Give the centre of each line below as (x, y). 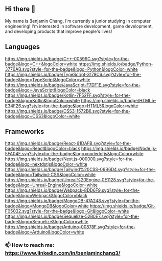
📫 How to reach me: (30, 245)
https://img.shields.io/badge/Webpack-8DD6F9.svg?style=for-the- (72, 190)
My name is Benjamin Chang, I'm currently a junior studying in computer (78, 21)
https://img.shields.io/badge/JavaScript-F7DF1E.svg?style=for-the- (73, 85)
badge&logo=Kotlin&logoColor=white (43, 100)
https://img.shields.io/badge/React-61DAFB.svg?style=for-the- (68, 144)
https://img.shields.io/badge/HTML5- (119, 100)
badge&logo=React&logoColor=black (43, 148)
